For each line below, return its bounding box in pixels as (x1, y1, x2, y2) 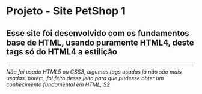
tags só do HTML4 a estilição (6, 47, 117, 57)
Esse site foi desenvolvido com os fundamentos (6, 28, 189, 38)
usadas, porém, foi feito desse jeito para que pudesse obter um (6, 75, 164, 81)
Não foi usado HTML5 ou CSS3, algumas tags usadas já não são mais (6, 68, 182, 75)
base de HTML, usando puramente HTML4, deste (6, 37, 194, 47)
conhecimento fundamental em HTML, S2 (6, 81, 110, 88)
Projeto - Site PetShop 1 (6, 4, 126, 18)
